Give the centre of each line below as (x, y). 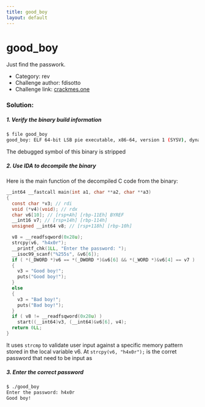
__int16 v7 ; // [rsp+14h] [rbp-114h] (60, 221)
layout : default (27, 18)
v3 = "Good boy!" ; (41, 271)
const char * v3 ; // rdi (42, 203)
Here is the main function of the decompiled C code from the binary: (92, 181)
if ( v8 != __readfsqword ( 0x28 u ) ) (57, 317)
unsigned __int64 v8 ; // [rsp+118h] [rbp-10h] (72, 226)
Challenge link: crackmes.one (52, 90)
